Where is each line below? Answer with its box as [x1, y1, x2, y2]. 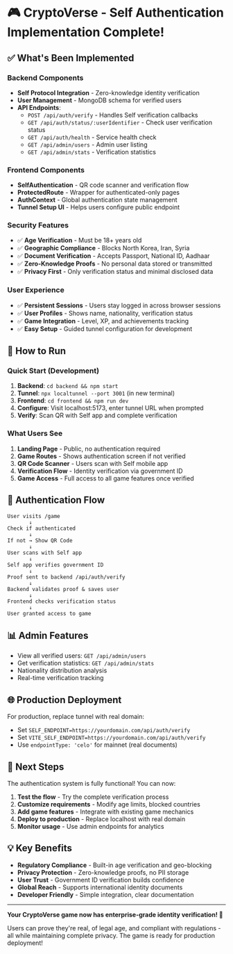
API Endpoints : [17, 103, 61, 111]
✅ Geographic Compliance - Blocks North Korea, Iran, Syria [17, 244, 190, 252]
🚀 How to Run [7, 345, 67, 357]
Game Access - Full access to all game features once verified [17, 474, 194, 483]
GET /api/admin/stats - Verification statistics [27, 147, 156, 156]
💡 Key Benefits [7, 842, 73, 855]
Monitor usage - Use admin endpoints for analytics [17, 823, 164, 830]
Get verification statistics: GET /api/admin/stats [17, 659, 155, 668]
